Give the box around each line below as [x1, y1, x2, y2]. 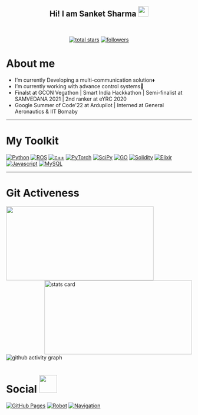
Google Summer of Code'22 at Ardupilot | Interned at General [14, 101, 164, 108]
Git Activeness [6, 186, 80, 200]
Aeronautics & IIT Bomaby [14, 108, 78, 115]
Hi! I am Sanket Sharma [49, 9, 137, 19]
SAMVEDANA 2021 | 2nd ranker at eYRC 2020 [14, 95, 127, 102]
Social [6, 382, 37, 395]
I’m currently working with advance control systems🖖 [14, 82, 144, 89]
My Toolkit [6, 134, 59, 147]
